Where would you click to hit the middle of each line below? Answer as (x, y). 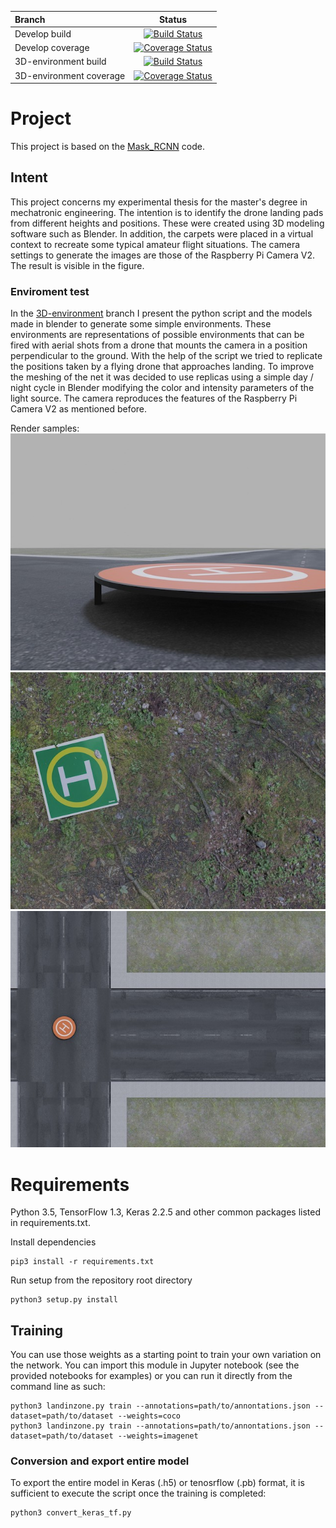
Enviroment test (50, 291)
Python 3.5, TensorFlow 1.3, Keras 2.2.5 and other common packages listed (166, 1212)
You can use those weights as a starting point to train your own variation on (166, 1355)
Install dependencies (53, 1242)
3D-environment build (60, 62)
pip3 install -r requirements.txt (82, 1262)
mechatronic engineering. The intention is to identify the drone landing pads (167, 212)
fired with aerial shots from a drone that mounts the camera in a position (159, 345)
